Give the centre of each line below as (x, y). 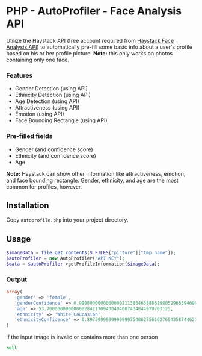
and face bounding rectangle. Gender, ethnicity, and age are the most (92, 180)
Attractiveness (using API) (47, 108)
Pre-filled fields (29, 136)
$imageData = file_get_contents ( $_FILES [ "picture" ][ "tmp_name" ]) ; (91, 253)
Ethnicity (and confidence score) (55, 155)
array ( (14, 292)
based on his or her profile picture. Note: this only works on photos (90, 53)
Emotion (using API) (39, 114)
